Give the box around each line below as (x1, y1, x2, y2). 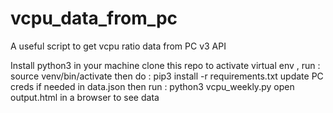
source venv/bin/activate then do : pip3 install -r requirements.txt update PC (10, 70, 324, 82)
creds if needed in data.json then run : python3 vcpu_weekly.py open (10, 80, 295, 92)
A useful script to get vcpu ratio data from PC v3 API (10, 40, 227, 52)
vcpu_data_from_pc (10, 7, 178, 30)
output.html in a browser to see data (10, 91, 160, 103)
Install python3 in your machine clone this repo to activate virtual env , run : (10, 59, 321, 71)
